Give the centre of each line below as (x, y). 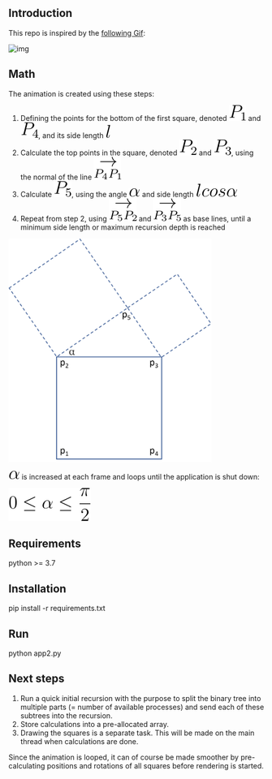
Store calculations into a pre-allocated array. (94, 724)
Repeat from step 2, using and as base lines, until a (136, 218)
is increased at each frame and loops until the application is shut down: (140, 476)
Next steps (37, 679)
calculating (27, 765)
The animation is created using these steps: (82, 93)
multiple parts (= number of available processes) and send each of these (142, 707)
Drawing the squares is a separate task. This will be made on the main (137, 733)
